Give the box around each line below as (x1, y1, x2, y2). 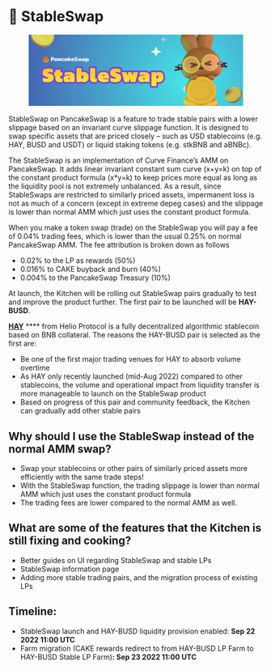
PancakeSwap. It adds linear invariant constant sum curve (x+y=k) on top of (8, 164, 262, 174)
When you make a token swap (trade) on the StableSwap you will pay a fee (8, 223, 259, 233)
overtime (19, 363, 50, 373)
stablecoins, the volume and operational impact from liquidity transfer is (19, 380, 260, 390)
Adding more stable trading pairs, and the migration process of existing (19, 572, 258, 582)
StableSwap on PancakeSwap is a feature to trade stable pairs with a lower (8, 114, 259, 124)
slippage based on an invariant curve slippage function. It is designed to (8, 123, 249, 133)
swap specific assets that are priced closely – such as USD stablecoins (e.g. (8, 131, 263, 141)
